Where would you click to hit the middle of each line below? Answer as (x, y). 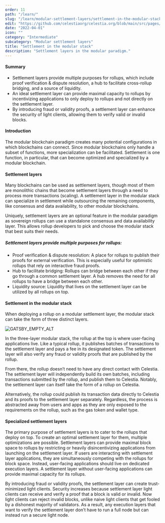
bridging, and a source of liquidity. (47, 88)
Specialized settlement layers (36, 421)
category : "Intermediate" (31, 37)
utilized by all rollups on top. (41, 292)
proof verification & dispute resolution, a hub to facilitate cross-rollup (82, 83)
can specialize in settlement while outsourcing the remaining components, (80, 201)
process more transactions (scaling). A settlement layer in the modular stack (82, 196)
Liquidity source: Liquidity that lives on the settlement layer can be (79, 287)
